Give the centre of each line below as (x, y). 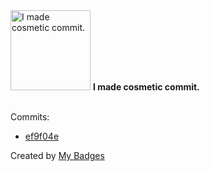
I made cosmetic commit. (146, 87)
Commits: (30, 117)
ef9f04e (42, 136)
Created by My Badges (57, 155)
